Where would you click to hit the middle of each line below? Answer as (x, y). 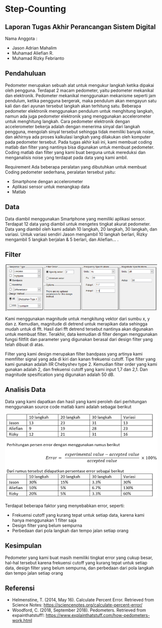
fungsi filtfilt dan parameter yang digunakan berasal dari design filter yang (79, 339)
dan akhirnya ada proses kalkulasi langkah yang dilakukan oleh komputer (78, 136)
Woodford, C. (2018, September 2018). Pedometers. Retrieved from (79, 610)
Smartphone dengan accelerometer (47, 181)
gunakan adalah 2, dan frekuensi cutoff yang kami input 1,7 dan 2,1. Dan (76, 370)
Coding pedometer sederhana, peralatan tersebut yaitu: (60, 172)
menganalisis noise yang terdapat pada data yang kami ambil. (66, 157)
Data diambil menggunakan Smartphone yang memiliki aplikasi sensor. (75, 219)
